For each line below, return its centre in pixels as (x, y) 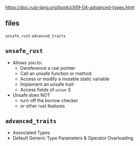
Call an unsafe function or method (56, 73)
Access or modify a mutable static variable (65, 79)
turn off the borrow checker (49, 100)
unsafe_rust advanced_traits (36, 36)
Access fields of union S (45, 90)
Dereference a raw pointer (48, 68)
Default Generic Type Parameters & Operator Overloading (73, 138)
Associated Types (31, 133)
